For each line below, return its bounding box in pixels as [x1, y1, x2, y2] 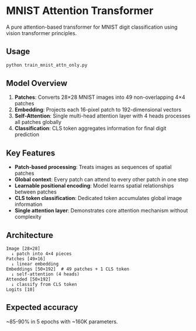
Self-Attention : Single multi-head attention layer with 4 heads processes [14, 112, 191, 119]
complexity [14, 213, 42, 220]
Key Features [6, 148, 56, 158]
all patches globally [14, 119, 61, 126]
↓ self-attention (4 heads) [11, 271, 80, 277]
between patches [14, 188, 57, 195]
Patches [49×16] [6, 256, 46, 262]
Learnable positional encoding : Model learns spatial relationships [14, 182, 174, 189]
